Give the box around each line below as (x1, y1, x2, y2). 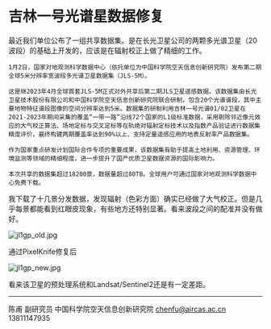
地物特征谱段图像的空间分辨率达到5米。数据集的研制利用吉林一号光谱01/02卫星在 (14, 104, 247, 113)
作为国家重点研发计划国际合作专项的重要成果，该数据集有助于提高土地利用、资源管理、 (8, 146, 255, 154)
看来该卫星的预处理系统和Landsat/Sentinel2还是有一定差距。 (8, 279, 211, 289)
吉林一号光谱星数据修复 (8, 7, 165, 26)
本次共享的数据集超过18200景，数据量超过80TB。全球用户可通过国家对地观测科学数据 (8, 170, 252, 178)
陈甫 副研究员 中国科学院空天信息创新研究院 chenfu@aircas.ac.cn (8, 304, 227, 314)
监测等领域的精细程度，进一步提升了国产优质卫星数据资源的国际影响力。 (14, 154, 219, 162)
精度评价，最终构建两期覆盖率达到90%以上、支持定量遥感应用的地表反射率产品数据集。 (8, 130, 254, 138)
